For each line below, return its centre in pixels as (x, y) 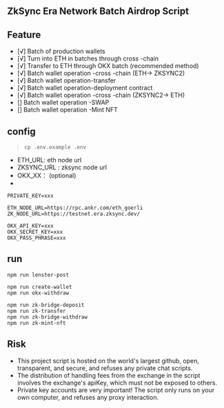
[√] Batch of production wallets (61, 52)
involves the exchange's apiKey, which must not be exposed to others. (117, 383)
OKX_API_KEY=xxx (30, 226)
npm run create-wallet (40, 287)
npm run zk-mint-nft (37, 323)
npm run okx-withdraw (38, 293)
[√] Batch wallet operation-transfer (67, 80)
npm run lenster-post (38, 275)
